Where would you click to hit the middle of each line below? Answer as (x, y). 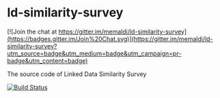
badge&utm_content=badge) (47, 60)
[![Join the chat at (32, 32)
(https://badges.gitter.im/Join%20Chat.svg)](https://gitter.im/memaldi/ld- (110, 38)
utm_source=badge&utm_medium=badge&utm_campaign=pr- (94, 53)
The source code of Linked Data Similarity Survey (77, 74)
